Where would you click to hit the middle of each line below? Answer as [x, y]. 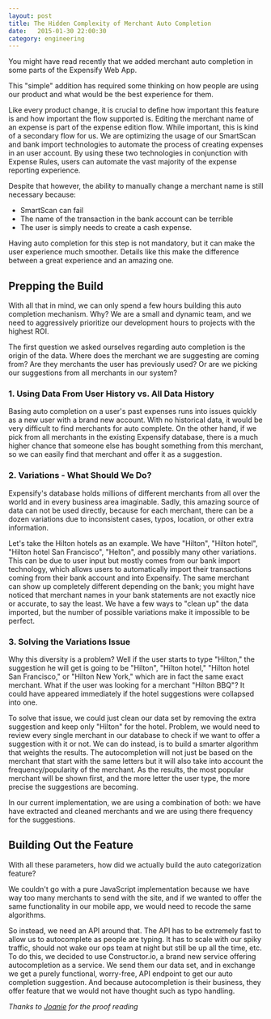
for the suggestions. [42, 820]
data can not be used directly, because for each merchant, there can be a [131, 510]
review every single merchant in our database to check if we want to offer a [134, 735]
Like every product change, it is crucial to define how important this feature [134, 110]
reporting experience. [44, 170]
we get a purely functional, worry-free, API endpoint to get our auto [121, 974]
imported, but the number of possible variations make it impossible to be [129, 612]
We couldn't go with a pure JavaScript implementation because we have [129, 889]
